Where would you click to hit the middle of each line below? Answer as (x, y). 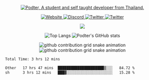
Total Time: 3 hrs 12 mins (33, 59)
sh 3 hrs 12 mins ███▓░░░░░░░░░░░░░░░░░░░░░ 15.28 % (70, 72)
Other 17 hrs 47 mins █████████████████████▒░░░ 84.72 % (70, 68)
